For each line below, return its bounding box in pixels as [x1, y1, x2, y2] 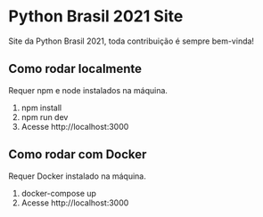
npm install [21, 102, 62, 113]
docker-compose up [21, 188, 97, 198]
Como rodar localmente [8, 61, 143, 76]
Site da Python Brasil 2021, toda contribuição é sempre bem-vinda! [8, 36, 255, 46]
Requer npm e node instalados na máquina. [8, 84, 168, 95]
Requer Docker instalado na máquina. [8, 171, 146, 181]
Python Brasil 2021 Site [8, 6, 184, 27]
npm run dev [21, 111, 69, 122]
